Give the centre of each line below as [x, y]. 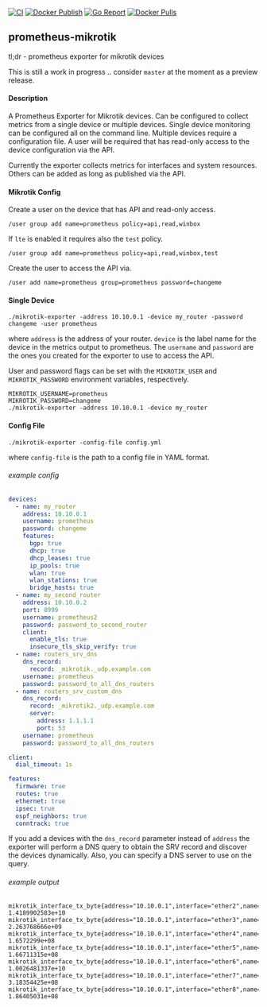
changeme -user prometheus [53, 324]
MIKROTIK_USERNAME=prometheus [58, 394]
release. [21, 80]
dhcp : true [47, 551]
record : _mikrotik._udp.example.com [90, 669]
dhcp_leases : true [60, 558]
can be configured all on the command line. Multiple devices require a [122, 133]
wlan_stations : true [63, 580]
